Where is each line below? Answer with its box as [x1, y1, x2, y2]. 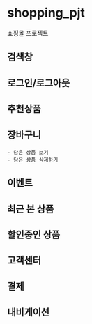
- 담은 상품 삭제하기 [7, 156, 59, 163]
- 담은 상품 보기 [7, 148, 49, 156]
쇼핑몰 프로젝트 [7, 29, 49, 37]
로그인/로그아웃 [7, 77, 70, 88]
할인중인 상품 [7, 229, 61, 241]
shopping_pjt [7, 5, 86, 21]
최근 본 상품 [7, 203, 54, 215]
